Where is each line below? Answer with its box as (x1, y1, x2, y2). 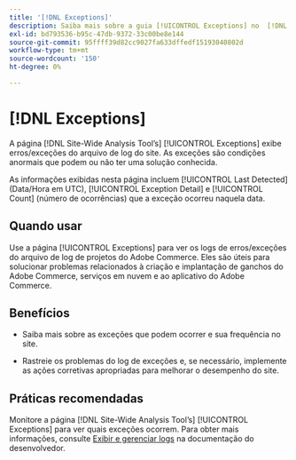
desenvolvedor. (9, 443, 66, 454)
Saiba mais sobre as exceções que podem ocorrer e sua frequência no (21, 329, 281, 340)
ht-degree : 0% (9, 63, 62, 72)
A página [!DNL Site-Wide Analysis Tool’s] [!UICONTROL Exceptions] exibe (9, 138, 282, 148)
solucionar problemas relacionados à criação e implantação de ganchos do (9, 261, 284, 272)
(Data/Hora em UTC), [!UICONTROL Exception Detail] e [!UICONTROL (9, 183, 263, 194)
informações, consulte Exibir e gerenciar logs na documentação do (9, 433, 254, 444)
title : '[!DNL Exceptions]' (9, 12, 113, 22)
